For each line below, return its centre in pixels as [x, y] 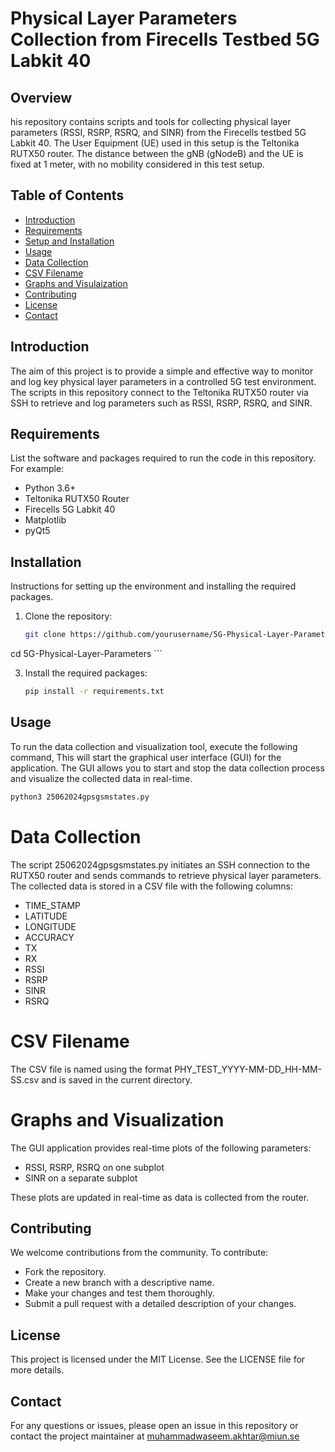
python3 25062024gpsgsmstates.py [80, 797]
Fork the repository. [65, 1272]
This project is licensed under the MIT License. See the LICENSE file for [158, 1359]
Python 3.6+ [50, 488]
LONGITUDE [50, 926]
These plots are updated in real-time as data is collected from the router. [160, 1197]
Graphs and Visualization [117, 1119]
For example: [37, 469]
